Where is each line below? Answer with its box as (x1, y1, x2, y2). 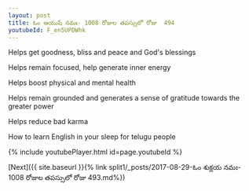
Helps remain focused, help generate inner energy (8, 63, 171, 72)
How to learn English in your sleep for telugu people (8, 132, 177, 141)
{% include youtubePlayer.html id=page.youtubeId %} (8, 147, 183, 157)
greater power (8, 101, 54, 111)
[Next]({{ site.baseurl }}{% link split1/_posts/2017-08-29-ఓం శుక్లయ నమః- (8, 163, 241, 172)
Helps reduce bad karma (8, 117, 89, 127)
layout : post (8, 11, 51, 20)
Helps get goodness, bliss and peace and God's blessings (8, 48, 196, 57)
